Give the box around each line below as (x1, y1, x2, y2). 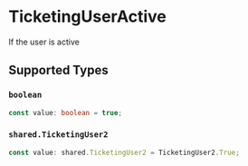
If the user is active (8, 36, 81, 47)
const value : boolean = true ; (8, 108, 123, 117)
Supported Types (8, 63, 110, 78)
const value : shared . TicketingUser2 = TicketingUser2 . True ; (8, 148, 241, 157)
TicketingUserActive (8, 6, 167, 27)
